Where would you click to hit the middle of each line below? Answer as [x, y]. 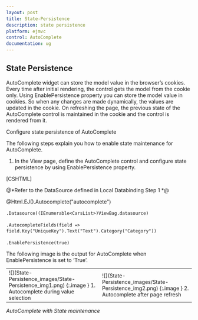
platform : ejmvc [26, 31]
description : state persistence [46, 25]
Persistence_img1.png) [37, 285]
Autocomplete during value [42, 291]
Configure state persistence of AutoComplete [61, 132]
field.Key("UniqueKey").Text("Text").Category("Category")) [82, 231]
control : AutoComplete [34, 38]
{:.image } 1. [81, 285]
